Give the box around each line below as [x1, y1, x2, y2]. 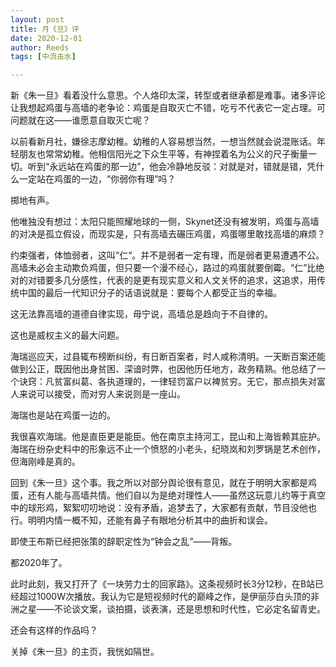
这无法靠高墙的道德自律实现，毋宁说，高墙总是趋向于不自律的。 [10, 308, 273, 320]
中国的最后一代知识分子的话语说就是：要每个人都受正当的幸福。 [18, 287, 282, 299]
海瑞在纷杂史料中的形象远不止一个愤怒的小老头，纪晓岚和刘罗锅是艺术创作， [10, 443, 326, 455]
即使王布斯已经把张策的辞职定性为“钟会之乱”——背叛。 [10, 536, 238, 548]
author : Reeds [10, 42, 70, 53]
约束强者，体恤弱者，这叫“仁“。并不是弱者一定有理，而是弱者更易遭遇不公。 [10, 249, 325, 261]
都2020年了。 [10, 557, 68, 569]
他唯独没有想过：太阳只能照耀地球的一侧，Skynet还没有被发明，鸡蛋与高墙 [10, 216, 320, 228]
